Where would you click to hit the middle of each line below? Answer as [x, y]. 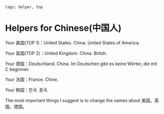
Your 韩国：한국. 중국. [27, 90]
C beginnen [17, 69]
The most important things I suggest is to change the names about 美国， [80, 100]
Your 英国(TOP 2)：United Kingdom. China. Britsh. [56, 53]
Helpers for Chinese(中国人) [63, 28]
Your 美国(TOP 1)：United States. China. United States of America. [73, 42]
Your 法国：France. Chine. [32, 79]
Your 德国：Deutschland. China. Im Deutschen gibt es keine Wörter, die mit [81, 64]
